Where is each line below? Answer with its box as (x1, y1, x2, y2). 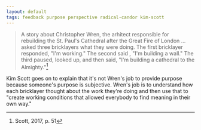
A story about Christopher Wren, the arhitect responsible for (20, 30, 169, 38)
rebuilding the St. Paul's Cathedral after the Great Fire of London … (20, 37, 186, 44)
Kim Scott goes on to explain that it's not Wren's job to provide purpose (6, 75, 182, 82)
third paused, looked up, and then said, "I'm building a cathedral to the (20, 56, 195, 63)
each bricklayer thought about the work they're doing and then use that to (6, 88, 188, 95)
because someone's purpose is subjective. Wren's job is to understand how (6, 81, 193, 88)
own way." (6, 100, 32, 107)
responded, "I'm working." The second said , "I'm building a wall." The (20, 49, 194, 57)
